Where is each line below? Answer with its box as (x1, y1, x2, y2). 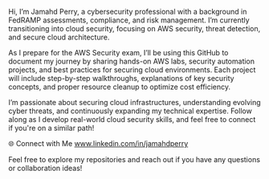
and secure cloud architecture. (8, 32, 110, 42)
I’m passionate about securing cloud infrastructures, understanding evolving (8, 98, 261, 107)
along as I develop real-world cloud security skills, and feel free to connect (8, 115, 256, 124)
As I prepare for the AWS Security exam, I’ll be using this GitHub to (8, 48, 229, 57)
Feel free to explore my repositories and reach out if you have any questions (8, 155, 261, 164)
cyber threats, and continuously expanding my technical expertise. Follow (8, 106, 253, 116)
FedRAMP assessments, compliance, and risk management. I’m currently (8, 15, 251, 25)
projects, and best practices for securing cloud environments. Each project (8, 65, 256, 75)
